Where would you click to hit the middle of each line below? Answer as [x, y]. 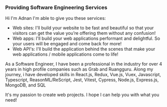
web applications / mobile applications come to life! [65, 54]
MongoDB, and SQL [25, 85]
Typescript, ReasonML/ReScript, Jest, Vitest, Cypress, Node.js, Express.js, [82, 80]
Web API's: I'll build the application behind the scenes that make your [84, 49]
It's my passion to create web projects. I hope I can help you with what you [82, 95]
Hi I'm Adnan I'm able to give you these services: [55, 18]
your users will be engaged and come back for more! [67, 44]
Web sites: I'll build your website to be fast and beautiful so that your [83, 28]
